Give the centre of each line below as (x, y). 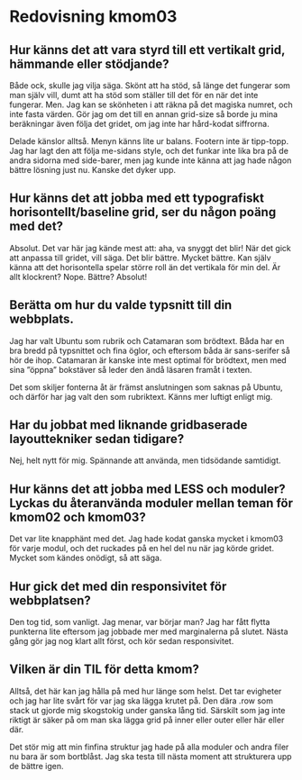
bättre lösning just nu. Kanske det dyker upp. (93, 170)
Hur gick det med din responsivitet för (118, 586)
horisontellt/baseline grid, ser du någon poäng (143, 212)
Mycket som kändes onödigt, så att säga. (86, 558)
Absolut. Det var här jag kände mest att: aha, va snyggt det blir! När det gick (150, 248)
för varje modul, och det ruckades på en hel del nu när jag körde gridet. (142, 549)
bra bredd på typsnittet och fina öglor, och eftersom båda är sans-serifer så (150, 350)
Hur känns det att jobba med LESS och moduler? (147, 489)
